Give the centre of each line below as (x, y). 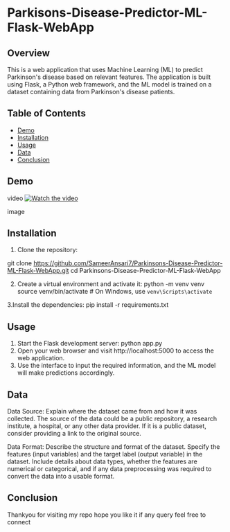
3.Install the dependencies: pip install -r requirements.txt (88, 305)
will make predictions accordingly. (66, 373)
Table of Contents (47, 113)
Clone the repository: (47, 250)
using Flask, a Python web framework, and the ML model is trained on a (109, 84)
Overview (29, 53)
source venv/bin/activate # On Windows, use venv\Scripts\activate (115, 292)
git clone (20, 263)
